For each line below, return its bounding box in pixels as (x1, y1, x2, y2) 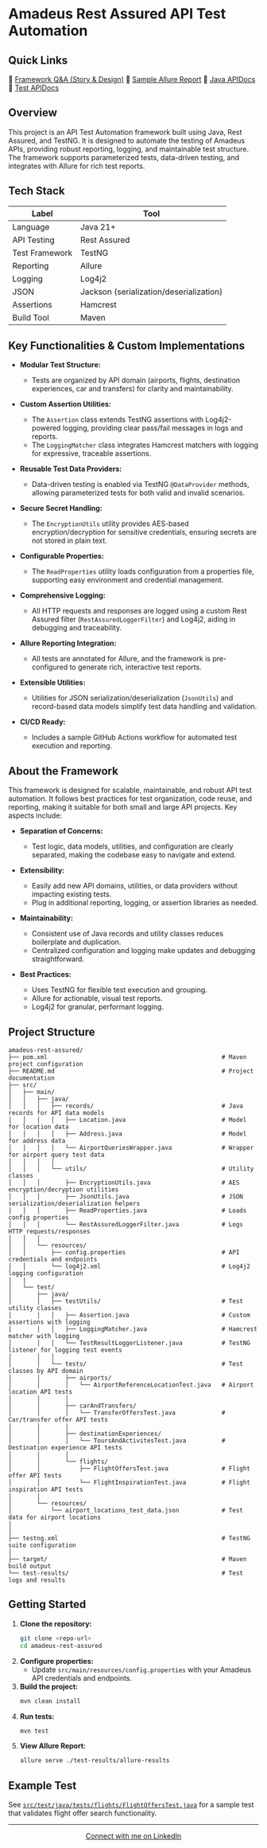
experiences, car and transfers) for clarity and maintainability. (31, 384, 234, 394)
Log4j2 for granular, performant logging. (31, 1002, 164, 1012)
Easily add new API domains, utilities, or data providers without (31, 881, 238, 891)
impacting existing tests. (31, 889, 112, 899)
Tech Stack (8, 184, 65, 198)
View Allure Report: (19, 1741, 86, 1751)
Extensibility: (19, 865, 65, 875)
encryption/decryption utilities (8, 1186, 119, 1194)
